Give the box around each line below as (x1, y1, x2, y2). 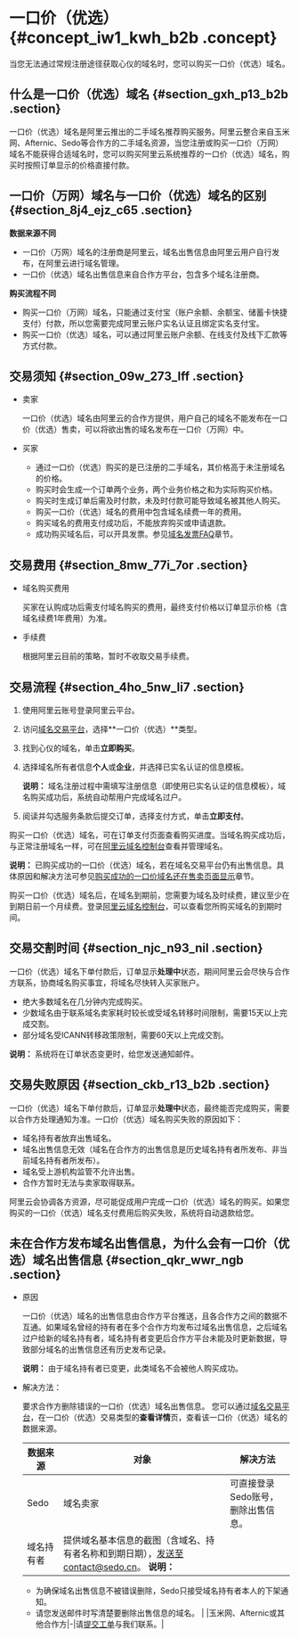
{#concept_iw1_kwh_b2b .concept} (9, 28, 278, 48)
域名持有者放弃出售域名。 (21, 1132, 117, 1143)
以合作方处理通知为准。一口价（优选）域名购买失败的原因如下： (9, 1114, 243, 1124)
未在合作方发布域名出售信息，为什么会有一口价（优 (9, 1236, 290, 1251)
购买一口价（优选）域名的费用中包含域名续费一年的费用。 (35, 506, 246, 517)
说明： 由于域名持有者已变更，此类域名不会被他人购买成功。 (21, 1363, 243, 1374)
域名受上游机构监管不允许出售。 (21, 1165, 140, 1177)
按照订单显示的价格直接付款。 (24, 160, 134, 170)
